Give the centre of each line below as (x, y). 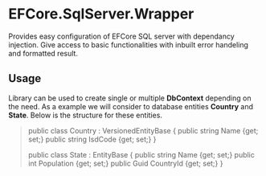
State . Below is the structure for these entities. (86, 115)
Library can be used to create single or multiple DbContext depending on (130, 98)
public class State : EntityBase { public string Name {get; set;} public (141, 154)
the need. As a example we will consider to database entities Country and (131, 106)
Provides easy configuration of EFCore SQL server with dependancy (121, 36)
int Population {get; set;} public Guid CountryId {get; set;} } (125, 163)
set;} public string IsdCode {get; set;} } (92, 139)
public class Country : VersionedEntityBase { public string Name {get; (143, 130)
